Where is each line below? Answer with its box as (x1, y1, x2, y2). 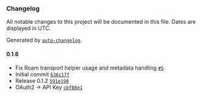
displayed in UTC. (6, 24, 51, 32)
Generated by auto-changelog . (6, 37, 82, 44)
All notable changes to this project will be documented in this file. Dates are (6, 18, 197, 26)
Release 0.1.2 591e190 (15, 77, 69, 84)
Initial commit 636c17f (15, 70, 70, 77)
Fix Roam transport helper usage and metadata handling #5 (15, 64, 164, 71)
